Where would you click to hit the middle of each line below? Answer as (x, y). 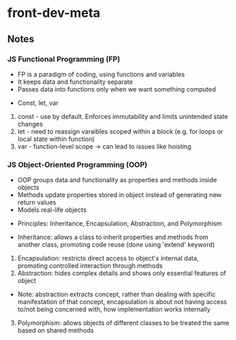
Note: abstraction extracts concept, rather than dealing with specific (117, 294)
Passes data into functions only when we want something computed (117, 89)
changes (30, 124)
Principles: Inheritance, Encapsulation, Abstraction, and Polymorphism (119, 224)
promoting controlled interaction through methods (90, 266)
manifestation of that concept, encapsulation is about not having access (122, 302)
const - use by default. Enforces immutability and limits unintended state (123, 116)
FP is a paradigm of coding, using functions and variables (101, 74)
